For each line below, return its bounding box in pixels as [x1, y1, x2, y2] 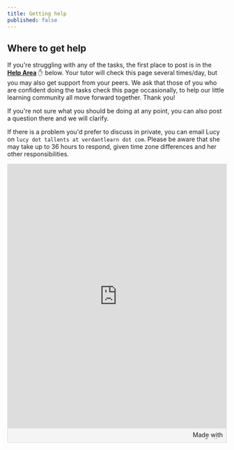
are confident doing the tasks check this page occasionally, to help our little [7, 86, 224, 95]
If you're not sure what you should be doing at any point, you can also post [7, 107, 222, 115]
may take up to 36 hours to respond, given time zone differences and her [7, 143, 217, 151]
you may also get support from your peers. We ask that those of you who [7, 79, 217, 87]
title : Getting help [7, 10, 68, 17]
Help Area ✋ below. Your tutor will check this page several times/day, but [7, 69, 217, 77]
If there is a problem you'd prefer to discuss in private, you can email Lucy [7, 128, 221, 136]
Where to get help [7, 42, 87, 54]
